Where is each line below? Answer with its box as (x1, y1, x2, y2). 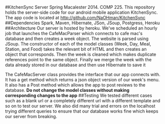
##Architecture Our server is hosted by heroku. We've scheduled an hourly (5, 25, 158, 31)
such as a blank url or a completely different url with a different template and (5, 98, 161, 103)
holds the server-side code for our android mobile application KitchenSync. (5, 9, 158, 15)
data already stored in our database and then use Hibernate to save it (5, 62, 146, 68)
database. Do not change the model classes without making (5, 87, 130, 93)
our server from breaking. (5, 114, 58, 119)
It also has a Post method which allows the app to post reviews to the (5, 82, 146, 88)
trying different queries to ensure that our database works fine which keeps (5, 108, 159, 114)
